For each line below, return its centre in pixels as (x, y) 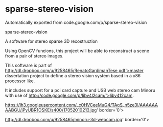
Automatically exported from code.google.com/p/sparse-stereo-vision (76, 22)
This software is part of (29, 65)
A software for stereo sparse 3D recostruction (51, 41)
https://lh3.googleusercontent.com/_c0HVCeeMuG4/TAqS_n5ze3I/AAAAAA (81, 105)
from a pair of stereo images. (34, 56)
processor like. (20, 81)
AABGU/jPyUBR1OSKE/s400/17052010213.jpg (51, 110)
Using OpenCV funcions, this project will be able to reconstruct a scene (77, 51)
